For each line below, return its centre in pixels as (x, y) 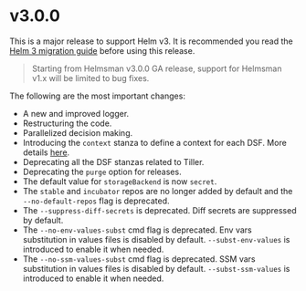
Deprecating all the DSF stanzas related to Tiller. (113, 161)
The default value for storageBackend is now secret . (120, 181)
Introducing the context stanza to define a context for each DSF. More (155, 142)
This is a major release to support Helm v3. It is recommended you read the (152, 41)
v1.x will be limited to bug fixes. (90, 78)
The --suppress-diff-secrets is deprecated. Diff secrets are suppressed (159, 210)
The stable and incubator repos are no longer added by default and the (158, 191)
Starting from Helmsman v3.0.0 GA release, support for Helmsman (157, 68)
